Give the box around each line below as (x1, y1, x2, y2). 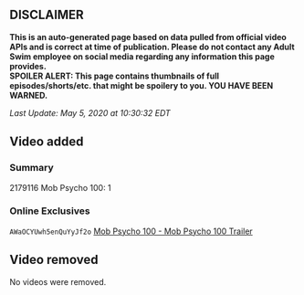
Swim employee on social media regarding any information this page (9, 50, 276, 62)
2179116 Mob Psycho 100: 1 (9, 182, 111, 193)
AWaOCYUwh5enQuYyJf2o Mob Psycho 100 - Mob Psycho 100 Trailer (9, 226, 253, 237)
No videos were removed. (9, 276, 107, 287)
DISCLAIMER (9, 7, 84, 23)
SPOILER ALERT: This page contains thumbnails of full (9, 70, 219, 81)
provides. (9, 60, 47, 71)
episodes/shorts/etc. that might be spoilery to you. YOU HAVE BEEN (9, 79, 274, 90)
